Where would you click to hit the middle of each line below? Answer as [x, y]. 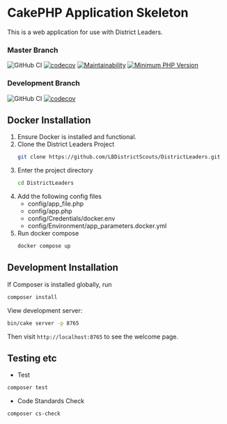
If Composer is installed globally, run [60, 284]
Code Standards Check [51, 401]
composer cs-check [34, 414]
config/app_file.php [56, 204]
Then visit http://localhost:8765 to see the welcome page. [93, 336]
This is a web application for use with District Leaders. [85, 32]
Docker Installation [49, 120]
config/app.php [50, 211]
